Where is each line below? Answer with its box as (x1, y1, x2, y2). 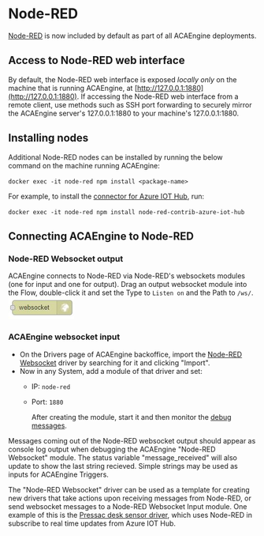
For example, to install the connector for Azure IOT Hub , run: (8, 191, 205, 201)
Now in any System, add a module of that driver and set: (19, 366, 203, 376)
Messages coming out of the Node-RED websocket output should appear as (8, 436, 256, 445)
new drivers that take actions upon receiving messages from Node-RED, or (8, 493, 252, 503)
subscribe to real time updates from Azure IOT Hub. (8, 519, 176, 528)
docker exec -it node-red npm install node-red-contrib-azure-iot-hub (8, 208, 245, 216)
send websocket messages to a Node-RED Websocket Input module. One (8, 501, 247, 511)
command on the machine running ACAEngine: (8, 160, 160, 170)
